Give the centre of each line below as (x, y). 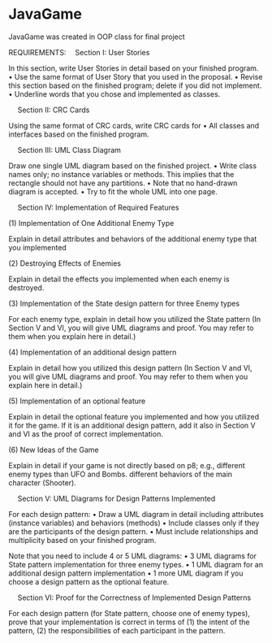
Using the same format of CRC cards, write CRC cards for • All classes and (134, 125)
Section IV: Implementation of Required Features (98, 207)
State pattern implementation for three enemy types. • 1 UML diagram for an (136, 564)
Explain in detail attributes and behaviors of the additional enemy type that (133, 239)
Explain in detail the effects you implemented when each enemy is (119, 279)
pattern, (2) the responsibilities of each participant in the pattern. (117, 630)
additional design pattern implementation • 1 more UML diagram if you (126, 573)
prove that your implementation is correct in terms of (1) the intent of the (129, 622)
